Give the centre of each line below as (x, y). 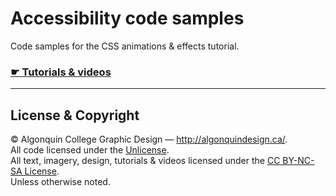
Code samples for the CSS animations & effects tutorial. (125, 46)
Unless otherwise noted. (60, 182)
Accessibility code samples (127, 18)
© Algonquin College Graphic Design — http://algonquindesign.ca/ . (149, 139)
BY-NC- (298, 161)
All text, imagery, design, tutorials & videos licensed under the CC (145, 161)
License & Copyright (75, 115)
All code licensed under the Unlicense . (90, 150)
